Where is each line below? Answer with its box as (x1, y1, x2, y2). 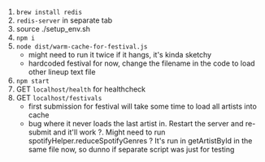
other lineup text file (28, 67, 96, 76)
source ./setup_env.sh (15, 24, 91, 33)
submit (28, 127, 52, 137)
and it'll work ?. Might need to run (53, 127, 166, 137)
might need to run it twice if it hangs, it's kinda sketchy (28, 50, 212, 59)
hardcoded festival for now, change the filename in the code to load (28, 58, 255, 68)
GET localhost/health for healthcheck (15, 84, 146, 94)
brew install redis (15, 8, 83, 16)
